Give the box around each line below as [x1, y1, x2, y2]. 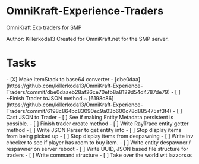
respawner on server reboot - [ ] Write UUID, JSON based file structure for [6, 145, 188, 152]
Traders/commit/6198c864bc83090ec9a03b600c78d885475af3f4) [6, 107, 172, 114]
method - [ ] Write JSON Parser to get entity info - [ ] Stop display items [6, 126, 182, 133]
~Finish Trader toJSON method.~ [6, 94, 88, 102]
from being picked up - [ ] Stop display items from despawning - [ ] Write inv [6, 133, 194, 140]
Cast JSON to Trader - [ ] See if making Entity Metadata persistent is [6, 113, 174, 121]
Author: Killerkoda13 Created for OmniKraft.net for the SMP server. [6, 35, 169, 42]
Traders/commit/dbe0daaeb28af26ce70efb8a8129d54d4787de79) [6, 88, 170, 96]
